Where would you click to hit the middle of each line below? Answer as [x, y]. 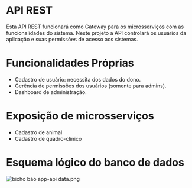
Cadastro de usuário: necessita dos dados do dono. [78, 79]
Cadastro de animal [38, 132]
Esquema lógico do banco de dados [95, 163]
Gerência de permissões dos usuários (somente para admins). [90, 86]
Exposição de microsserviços [80, 116]
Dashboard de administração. [51, 92]
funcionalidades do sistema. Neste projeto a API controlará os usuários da [96, 33]
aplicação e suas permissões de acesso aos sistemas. [72, 39]
